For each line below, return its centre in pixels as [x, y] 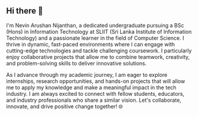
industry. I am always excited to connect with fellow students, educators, [95, 93]
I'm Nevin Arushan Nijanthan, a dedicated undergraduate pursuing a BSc [95, 25]
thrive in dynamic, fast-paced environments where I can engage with [91, 44]
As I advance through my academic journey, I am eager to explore [87, 74]
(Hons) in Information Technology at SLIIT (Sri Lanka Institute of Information [99, 32]
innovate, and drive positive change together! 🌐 [65, 106]
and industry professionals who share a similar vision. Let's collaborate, [94, 100]
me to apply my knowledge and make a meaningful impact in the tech [91, 87]
